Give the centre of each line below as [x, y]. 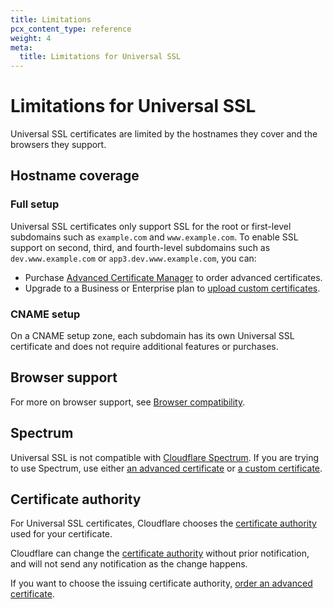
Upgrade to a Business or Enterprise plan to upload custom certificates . [172, 288]
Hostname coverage [75, 176]
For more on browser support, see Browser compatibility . [128, 402]
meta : [21, 47]
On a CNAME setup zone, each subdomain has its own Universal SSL [152, 336]
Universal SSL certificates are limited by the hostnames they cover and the [164, 134]
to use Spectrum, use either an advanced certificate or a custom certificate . [166, 468]
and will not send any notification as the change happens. [129, 564]
